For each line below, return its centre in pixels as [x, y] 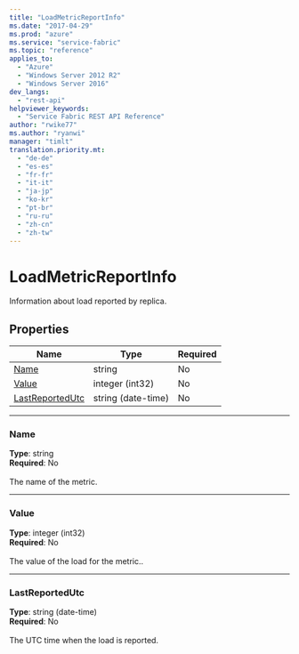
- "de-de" [35, 158]
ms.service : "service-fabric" [65, 42]
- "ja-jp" [35, 191]
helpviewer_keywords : [49, 109]
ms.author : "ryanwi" [48, 133]
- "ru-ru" [35, 216]
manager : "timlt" [41, 141]
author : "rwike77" [43, 125]
